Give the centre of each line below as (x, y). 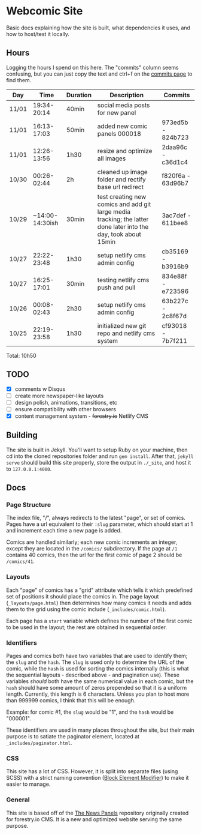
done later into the (123, 226)
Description (127, 95)
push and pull (116, 288)
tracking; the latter (123, 219)
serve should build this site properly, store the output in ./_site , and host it (99, 462)
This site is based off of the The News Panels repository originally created (98, 813)
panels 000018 (119, 133)
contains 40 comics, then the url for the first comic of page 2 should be (94, 555)
